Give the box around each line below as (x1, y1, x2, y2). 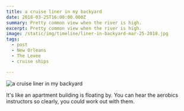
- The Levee (11, 53, 42, 59)
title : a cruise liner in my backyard (6, 8, 102, 15)
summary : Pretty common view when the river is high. (6, 20, 142, 26)
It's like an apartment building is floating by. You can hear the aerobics (6, 91, 179, 99)
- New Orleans (11, 47, 46, 53)
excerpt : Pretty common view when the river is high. (6, 25, 142, 31)
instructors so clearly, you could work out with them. (6, 97, 135, 104)
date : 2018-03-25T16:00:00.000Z (6, 14, 86, 20)
